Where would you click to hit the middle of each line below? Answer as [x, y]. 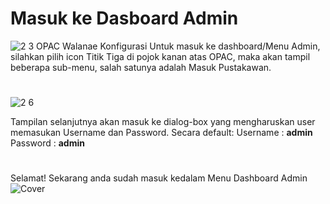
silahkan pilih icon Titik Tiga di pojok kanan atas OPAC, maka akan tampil [160, 56]
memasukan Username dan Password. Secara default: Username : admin [161, 133]
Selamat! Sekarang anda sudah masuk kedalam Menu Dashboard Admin [159, 178]
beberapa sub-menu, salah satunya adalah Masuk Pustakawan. [141, 67]
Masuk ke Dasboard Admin [124, 18]
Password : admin [47, 143]
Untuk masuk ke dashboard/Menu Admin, [235, 46]
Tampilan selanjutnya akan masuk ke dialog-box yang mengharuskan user [163, 122]
